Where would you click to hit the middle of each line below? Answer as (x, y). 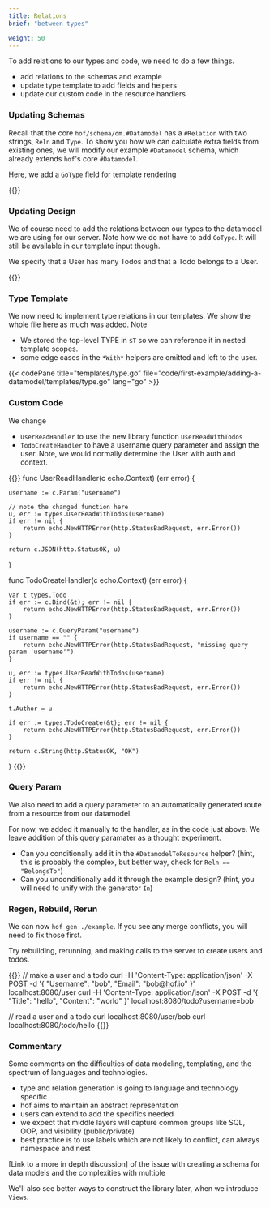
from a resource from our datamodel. (70, 813)
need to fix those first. (45, 935)
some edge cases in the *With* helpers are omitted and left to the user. (139, 358)
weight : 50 (27, 38)
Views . (19, 1197)
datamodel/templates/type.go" (60, 382)
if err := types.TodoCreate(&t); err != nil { (88, 722)
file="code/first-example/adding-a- (202, 373)
